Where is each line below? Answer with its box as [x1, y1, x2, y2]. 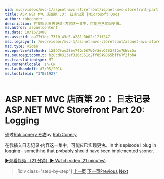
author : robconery [5, 16, 42, 21]
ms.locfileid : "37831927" [5, 71, 58, 76]
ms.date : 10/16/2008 [5, 30, 47, 35]
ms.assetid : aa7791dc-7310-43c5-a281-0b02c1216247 [5, 35, 110, 40]
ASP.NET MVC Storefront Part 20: [5, 104, 145, 116]
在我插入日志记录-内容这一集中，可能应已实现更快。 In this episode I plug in [5, 142, 156, 148]
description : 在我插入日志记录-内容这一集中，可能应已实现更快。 [5, 21, 123, 26]
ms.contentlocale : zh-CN [5, 62, 56, 67]
